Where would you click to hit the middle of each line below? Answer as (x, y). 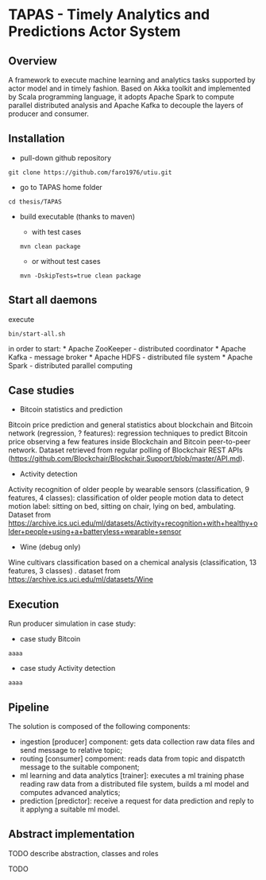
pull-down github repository (66, 157)
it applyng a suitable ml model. (70, 809)
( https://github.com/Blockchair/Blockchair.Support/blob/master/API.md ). (126, 459)
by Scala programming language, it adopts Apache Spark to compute (121, 97)
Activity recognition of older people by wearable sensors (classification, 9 (129, 490)
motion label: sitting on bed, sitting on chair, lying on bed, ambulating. (122, 506)
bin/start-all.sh (37, 334)
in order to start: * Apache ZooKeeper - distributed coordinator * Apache (127, 348)
